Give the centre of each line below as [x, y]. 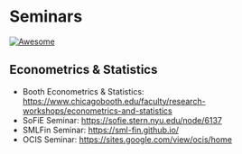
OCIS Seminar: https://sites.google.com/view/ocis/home [127, 139]
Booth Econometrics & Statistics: [83, 91]
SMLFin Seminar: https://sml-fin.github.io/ [100, 130]
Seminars [46, 17]
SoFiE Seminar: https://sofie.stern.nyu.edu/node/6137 [122, 120]
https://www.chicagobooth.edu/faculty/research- [114, 101]
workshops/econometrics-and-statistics [98, 111]
